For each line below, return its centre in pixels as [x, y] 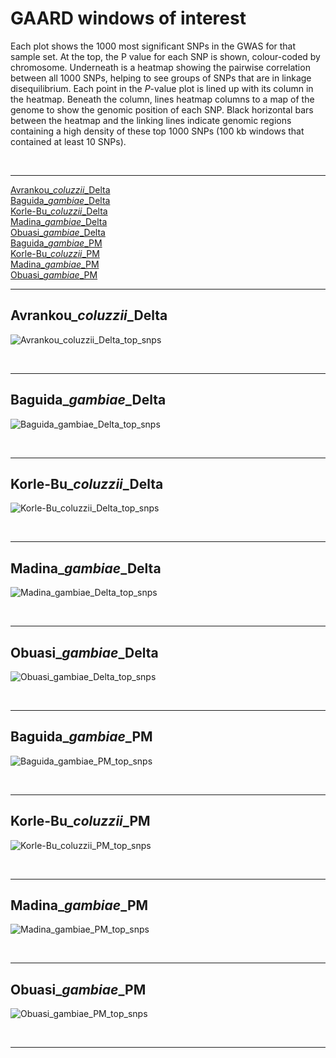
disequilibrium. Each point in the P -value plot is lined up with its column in [162, 88]
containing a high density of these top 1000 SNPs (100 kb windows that [157, 131]
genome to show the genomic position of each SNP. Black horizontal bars [162, 109]
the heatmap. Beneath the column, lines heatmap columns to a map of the [162, 99]
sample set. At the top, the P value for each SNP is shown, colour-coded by [165, 56]
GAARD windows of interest [128, 18]
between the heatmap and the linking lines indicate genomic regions [151, 120]
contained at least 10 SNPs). [68, 141]
